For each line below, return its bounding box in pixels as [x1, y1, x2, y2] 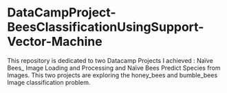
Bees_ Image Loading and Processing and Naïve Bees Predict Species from [7, 64, 221, 72]
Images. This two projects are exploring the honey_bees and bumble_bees [7, 70, 218, 79]
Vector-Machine [7, 34, 102, 49]
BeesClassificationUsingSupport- [7, 19, 204, 35]
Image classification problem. [7, 78, 91, 86]
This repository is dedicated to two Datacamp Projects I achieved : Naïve [7, 56, 213, 64]
